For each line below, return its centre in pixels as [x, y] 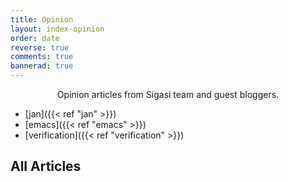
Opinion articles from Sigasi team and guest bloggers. [168, 94]
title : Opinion [42, 19]
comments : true [42, 57]
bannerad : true [42, 66]
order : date [35, 38]
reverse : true [40, 47]
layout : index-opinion [57, 29]
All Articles [46, 166]
